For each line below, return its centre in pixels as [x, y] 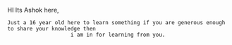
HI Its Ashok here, [33, 10]
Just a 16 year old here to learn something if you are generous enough [116, 23]
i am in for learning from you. [118, 35]
